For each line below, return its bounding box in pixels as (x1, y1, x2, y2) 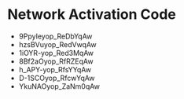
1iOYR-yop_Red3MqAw (18, 48, 94, 57)
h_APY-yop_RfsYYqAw (18, 64, 92, 74)
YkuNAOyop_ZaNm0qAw (18, 81, 100, 91)
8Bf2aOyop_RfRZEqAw (18, 57, 94, 66)
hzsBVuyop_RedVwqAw (18, 39, 97, 49)
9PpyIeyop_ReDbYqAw (18, 31, 93, 41)
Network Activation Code (7, 5, 176, 24)
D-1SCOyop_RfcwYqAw (18, 73, 95, 82)
